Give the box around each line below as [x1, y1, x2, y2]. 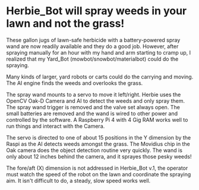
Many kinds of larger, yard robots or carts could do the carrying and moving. [6, 73, 194, 80]
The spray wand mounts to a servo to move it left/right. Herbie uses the [6, 91, 181, 98]
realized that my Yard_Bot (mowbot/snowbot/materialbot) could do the [6, 55, 179, 62]
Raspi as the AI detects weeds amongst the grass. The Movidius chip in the [6, 140, 190, 147]
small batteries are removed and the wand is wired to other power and [6, 110, 178, 117]
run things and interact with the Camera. [6, 122, 105, 129]
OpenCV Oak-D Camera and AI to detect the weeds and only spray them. [6, 97, 185, 104]
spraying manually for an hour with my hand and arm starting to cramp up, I [6, 49, 191, 56]
